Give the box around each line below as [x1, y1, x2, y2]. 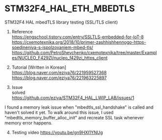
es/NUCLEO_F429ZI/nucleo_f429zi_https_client [11, 55, 108, 60]
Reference [11, 28, 33, 34]
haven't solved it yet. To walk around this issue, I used [4, 109, 114, 115]
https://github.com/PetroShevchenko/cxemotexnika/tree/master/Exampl [11, 50, 157, 56]
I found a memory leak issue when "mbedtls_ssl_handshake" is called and [4, 104, 154, 110]
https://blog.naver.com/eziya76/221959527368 [11, 69, 107, 75]
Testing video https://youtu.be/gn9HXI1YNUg [11, 129, 103, 135]
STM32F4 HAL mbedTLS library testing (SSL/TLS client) [4, 19, 118, 25]
